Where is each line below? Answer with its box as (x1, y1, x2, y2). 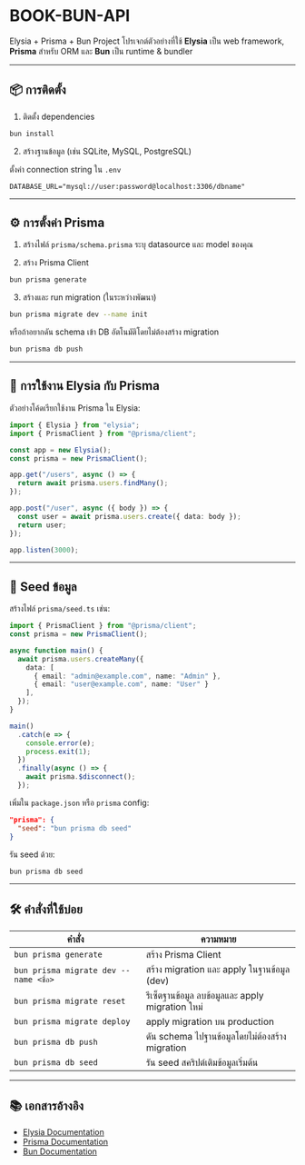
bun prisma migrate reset (14, 996, 126, 1007)
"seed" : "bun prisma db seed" (17, 823, 132, 832)
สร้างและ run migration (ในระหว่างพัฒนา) (22, 292, 157, 303)
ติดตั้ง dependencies (22, 111, 95, 122)
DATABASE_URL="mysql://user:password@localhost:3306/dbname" (9, 182, 246, 191)
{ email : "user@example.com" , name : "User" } (33, 680, 209, 689)
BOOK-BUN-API (9, 5, 131, 26)
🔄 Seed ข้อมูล (9, 579, 77, 594)
